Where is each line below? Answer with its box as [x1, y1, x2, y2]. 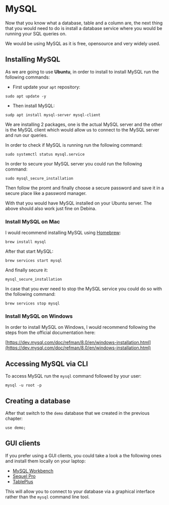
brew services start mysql [5, 258, 62, 263]
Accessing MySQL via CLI [5, 359, 89, 368]
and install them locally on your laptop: [5, 458, 86, 464]
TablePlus [12, 478, 33, 485]
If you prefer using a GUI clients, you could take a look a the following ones [5, 452, 162, 458]
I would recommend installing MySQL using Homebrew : [5, 229, 121, 236]
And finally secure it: [5, 267, 48, 273]
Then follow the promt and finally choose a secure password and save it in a [5, 185, 164, 191]
